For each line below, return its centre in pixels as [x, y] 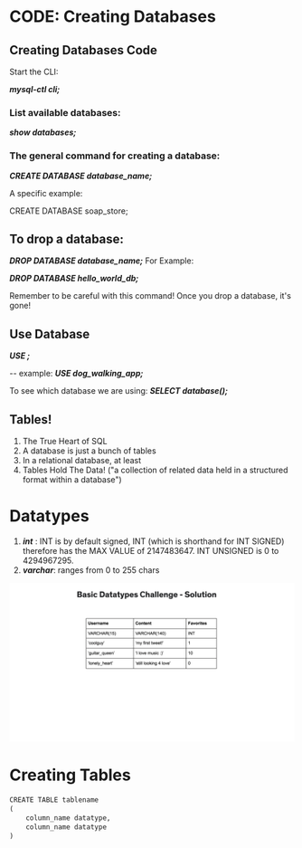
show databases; [43, 132]
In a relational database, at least [82, 461]
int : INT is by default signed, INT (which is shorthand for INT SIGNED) [153, 541]
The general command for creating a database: [115, 156]
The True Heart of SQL [65, 442]
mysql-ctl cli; [35, 89]
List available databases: [65, 112]
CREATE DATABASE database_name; [81, 176]
